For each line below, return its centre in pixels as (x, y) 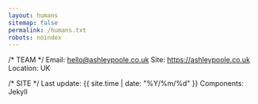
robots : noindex (35, 37)
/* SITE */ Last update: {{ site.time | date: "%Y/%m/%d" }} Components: (126, 84)
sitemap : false (33, 23)
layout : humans (33, 15)
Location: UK (29, 69)
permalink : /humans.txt (47, 30)
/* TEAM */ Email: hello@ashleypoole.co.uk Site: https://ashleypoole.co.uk (129, 60)
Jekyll (18, 92)
